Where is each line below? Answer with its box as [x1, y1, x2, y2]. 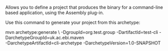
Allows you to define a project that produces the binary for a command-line [5, 5, 163, 10]
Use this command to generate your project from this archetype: [5, 20, 141, 25]
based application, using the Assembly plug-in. [5, 10, 104, 16]
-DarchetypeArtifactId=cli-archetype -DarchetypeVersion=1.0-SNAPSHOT [5, 40, 161, 46]
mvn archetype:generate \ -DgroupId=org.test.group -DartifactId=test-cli [5, 29, 158, 35]
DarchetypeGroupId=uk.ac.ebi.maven [5, 35, 85, 40]
